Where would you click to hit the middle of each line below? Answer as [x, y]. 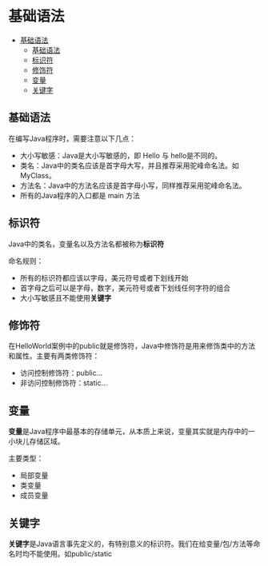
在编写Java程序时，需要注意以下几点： [72, 138]
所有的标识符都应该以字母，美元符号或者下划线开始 [104, 277]
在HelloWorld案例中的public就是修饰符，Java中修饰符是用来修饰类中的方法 [132, 346]
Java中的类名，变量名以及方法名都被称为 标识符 [86, 244]
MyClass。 [38, 175]
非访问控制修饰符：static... [64, 383]
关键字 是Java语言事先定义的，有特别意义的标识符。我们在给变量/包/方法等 [131, 544]
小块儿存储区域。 [36, 441]
